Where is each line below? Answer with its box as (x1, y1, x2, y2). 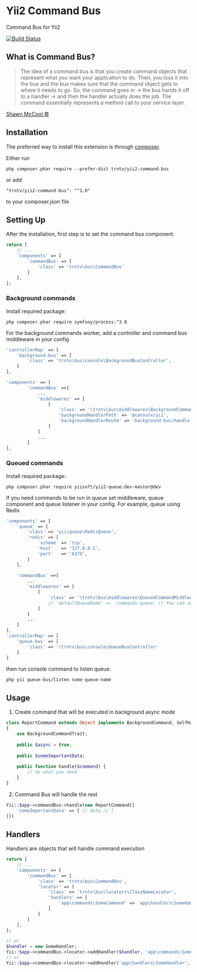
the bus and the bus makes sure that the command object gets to (20, 80, 178, 87)
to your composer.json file (6, 198, 69, 205)
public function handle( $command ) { (16, 764, 107, 769)
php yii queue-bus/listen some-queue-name (6, 677, 111, 683)
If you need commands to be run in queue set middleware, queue (6, 494, 164, 501)
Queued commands (6, 459, 63, 467)
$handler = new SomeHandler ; (6, 944, 77, 950)
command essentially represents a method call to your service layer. (20, 99, 186, 106)
